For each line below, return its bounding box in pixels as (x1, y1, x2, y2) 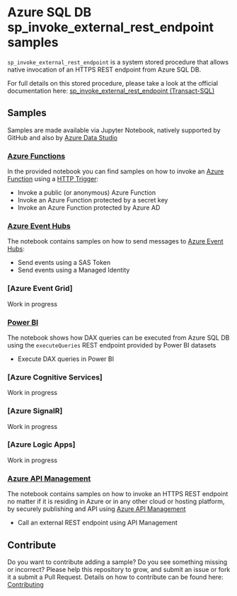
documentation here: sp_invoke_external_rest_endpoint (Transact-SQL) (7, 86, 215, 95)
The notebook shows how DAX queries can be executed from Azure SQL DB (7, 333, 230, 342)
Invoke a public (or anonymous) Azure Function (17, 188, 156, 197)
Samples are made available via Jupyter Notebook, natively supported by (7, 125, 221, 134)
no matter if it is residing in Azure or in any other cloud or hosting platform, (7, 497, 225, 506)
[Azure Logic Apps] (7, 440, 76, 449)
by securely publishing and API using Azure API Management (7, 505, 186, 513)
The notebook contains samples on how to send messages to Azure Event (7, 237, 224, 246)
